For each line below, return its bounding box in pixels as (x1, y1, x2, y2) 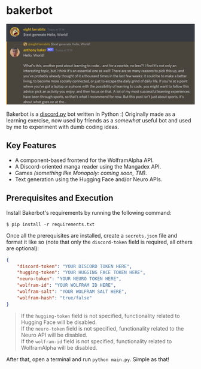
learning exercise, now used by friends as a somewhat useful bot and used (6, 117, 191, 124)
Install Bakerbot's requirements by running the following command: (6, 209, 172, 216)
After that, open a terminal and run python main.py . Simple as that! (6, 355, 169, 363)
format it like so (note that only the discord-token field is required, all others (6, 238, 193, 245)
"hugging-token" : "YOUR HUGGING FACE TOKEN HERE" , (17, 269, 146, 276)
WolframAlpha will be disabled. (20, 344, 98, 351)
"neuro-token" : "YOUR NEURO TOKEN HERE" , (17, 276, 121, 282)
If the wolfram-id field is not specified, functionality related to (20, 337, 172, 345)
